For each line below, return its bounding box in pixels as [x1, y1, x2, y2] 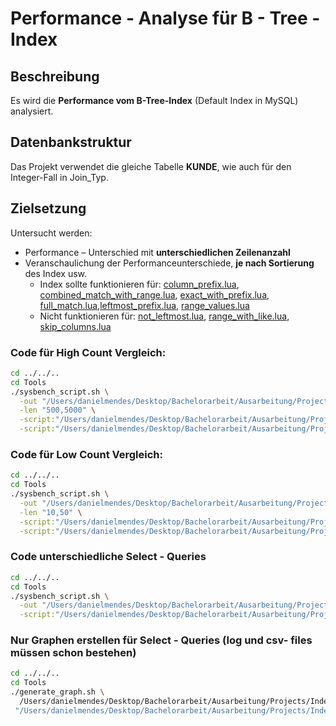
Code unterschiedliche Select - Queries [10, 550, 207, 564]
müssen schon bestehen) [10, 646, 137, 660]
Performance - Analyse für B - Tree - [10, 7, 321, 30]
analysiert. [10, 105, 54, 117]
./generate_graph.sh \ [10, 687, 105, 697]
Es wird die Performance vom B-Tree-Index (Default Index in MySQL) [10, 95, 299, 106]
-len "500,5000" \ [19, 405, 97, 416]
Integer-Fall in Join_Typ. [10, 171, 109, 183]
